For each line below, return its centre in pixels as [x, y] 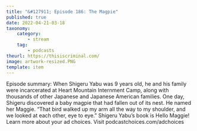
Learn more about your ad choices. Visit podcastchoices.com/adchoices [95, 122]
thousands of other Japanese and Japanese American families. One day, [95, 96]
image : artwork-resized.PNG [41, 61]
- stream [38, 39]
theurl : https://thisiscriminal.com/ [53, 56]
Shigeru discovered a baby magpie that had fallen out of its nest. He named [99, 103]
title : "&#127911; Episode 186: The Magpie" [62, 12]
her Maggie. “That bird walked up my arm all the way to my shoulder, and [96, 109]
